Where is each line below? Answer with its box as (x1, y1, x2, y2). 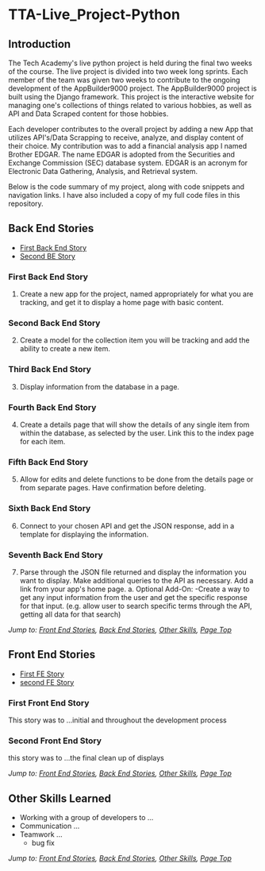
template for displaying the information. (19, 529, 149, 539)
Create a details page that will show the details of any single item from (19, 420, 250, 429)
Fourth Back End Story (8, 401, 97, 412)
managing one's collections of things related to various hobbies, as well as (8, 101, 252, 110)
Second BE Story (19, 251, 75, 261)
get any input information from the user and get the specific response (19, 592, 248, 602)
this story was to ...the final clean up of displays (8, 753, 164, 763)
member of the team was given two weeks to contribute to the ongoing (8, 75, 240, 84)
